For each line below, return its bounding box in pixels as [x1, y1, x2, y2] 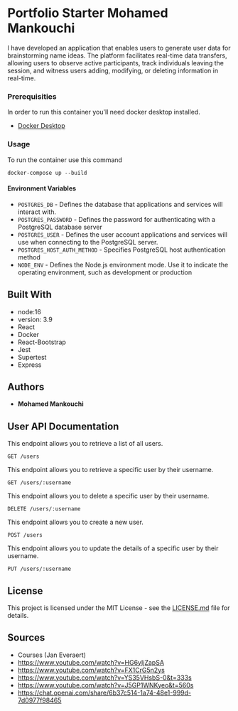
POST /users [7, 532, 43, 539]
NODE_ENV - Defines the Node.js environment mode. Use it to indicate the [17, 260, 229, 269]
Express [17, 360, 42, 369]
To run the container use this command [7, 155, 123, 164]
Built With [7, 289, 52, 301]
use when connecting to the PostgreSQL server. [17, 237, 158, 246]
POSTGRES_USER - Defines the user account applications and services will [17, 230, 227, 239]
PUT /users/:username [7, 565, 72, 573]
